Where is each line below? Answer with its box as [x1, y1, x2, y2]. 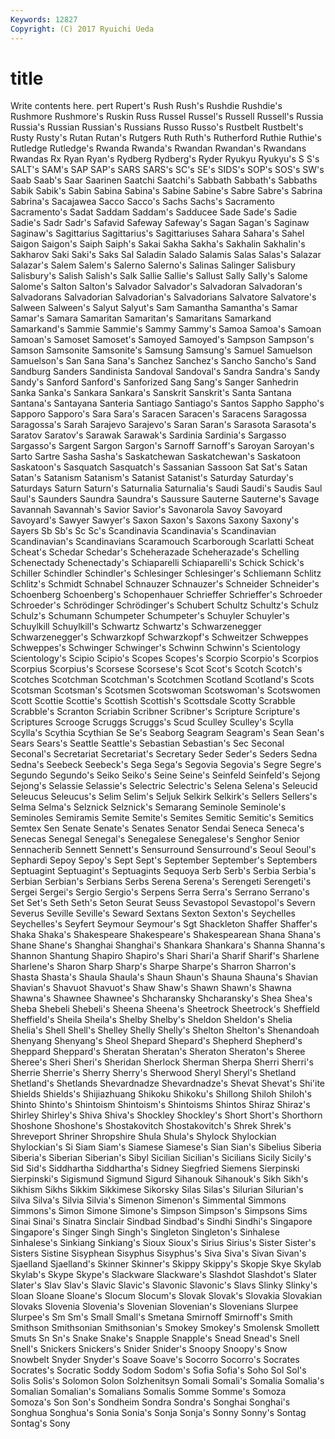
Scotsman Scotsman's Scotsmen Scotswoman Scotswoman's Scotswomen [10, 684, 321, 696]
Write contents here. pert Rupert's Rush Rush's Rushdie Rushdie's [10, 100, 283, 112]
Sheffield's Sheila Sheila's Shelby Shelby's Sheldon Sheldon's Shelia [10, 1014, 293, 1026]
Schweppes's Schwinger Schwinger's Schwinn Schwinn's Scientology [10, 642, 301, 654]
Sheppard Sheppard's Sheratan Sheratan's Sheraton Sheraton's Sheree [10, 1046, 306, 1058]
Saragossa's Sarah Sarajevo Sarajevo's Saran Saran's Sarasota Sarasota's [10, 419, 317, 431]
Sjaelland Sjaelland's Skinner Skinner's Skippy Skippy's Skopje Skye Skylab [10, 1258, 322, 1270]
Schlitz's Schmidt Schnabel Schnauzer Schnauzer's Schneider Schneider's [10, 578, 320, 590]
